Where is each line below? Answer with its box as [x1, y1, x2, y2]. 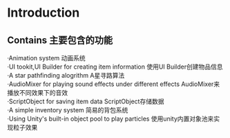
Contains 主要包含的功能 [7, 34, 113, 46]
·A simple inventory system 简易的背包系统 [7, 106, 128, 114]
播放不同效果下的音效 [7, 89, 68, 96]
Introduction [7, 5, 80, 21]
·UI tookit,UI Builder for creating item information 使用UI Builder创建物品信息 [7, 62, 223, 71]
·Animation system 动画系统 [7, 54, 86, 62]
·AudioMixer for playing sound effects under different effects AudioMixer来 [7, 80, 220, 88]
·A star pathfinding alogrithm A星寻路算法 [7, 71, 125, 79]
